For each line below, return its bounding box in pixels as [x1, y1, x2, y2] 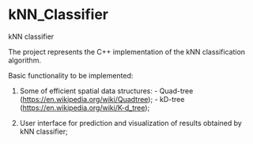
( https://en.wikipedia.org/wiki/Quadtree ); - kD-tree [19, 94, 185, 104]
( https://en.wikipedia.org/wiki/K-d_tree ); [19, 103, 150, 112]
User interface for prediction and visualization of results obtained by [19, 118, 243, 127]
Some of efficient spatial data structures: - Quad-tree [19, 85, 194, 96]
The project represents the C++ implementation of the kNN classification [8, 47, 246, 56]
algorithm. [8, 55, 42, 65]
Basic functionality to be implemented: [8, 70, 134, 80]
